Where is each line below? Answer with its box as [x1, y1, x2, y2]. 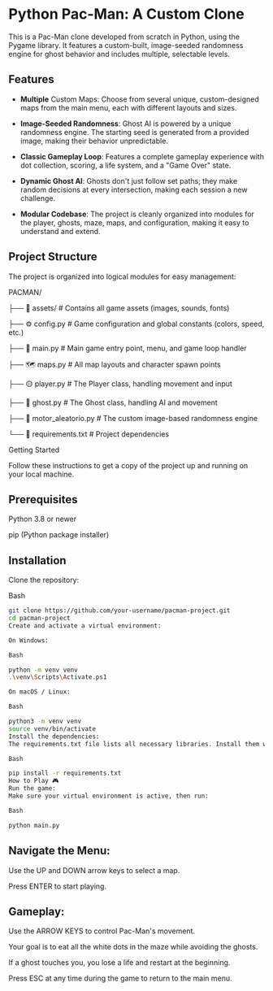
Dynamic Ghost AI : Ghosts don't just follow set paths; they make [19, 176, 238, 185]
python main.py [8, 821, 60, 829]
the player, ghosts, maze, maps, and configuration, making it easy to [19, 217, 249, 228]
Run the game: [8, 785, 57, 793]
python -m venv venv [8, 666, 79, 674]
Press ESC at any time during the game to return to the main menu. [8, 973, 233, 984]
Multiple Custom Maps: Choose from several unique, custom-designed [19, 94, 260, 104]
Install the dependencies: [8, 732, 100, 741]
